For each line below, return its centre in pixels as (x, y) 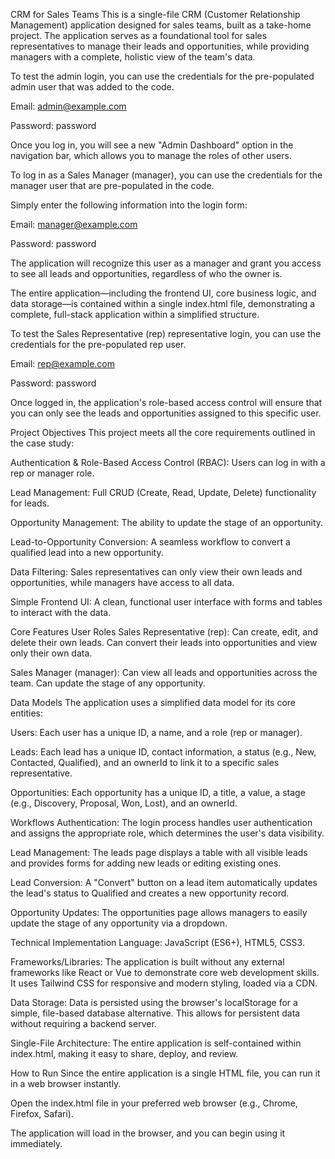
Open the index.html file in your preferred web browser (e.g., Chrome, (154, 1103)
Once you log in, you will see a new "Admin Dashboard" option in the (152, 145)
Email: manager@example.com (74, 224)
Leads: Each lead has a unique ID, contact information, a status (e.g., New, (163, 752)
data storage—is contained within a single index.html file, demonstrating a (163, 303)
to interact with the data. (61, 612)
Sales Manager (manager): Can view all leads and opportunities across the (164, 672)
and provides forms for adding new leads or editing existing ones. (146, 863)
